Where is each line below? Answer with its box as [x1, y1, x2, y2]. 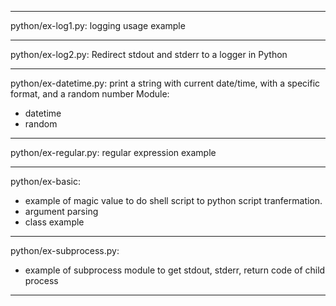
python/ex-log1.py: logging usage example [10, 20, 186, 31]
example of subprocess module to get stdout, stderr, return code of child [24, 264, 326, 276]
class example [24, 216, 85, 228]
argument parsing [24, 206, 99, 217]
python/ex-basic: [10, 176, 81, 187]
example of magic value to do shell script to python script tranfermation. [24, 195, 323, 206]
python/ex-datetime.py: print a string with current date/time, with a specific [10, 77, 321, 89]
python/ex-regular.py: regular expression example [10, 147, 217, 158]
